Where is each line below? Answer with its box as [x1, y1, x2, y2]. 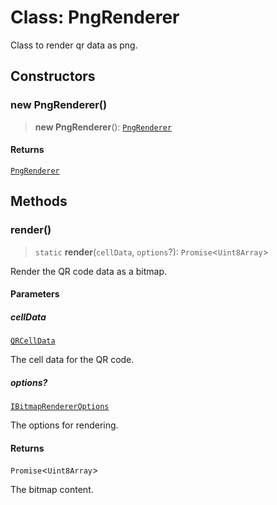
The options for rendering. [10, 419, 119, 431]
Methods [10, 193, 68, 210]
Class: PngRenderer [10, 6, 180, 29]
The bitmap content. [10, 484, 94, 496]
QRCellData [10, 336, 56, 346]
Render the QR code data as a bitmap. [10, 265, 167, 277]
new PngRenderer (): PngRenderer [34, 121, 173, 133]
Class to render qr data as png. [10, 39, 138, 51]
